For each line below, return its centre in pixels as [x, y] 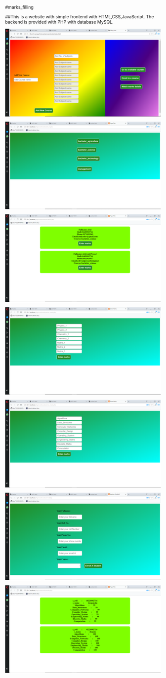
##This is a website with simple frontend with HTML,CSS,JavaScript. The [80, 17]
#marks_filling [19, 7]
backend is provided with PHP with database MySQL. [59, 22]
